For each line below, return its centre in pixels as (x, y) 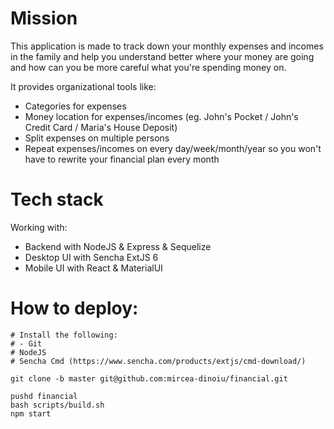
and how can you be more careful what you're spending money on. (148, 67)
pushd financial (44, 396)
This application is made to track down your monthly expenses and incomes (167, 46)
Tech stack (57, 199)
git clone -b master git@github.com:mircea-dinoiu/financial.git (149, 378)
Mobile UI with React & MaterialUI (93, 268)
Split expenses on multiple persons (97, 138)
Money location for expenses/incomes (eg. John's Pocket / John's (161, 116)
